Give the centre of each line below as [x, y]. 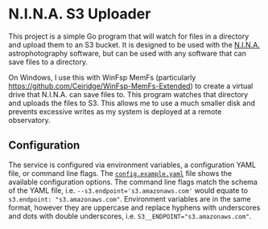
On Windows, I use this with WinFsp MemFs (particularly [102, 77]
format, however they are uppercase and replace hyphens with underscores [134, 207]
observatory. [29, 120]
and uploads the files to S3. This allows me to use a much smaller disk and [132, 103]
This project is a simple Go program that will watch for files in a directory [129, 36]
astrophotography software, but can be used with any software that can [128, 53]
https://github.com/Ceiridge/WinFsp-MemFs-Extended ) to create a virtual [131, 86]
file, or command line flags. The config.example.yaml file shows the [120, 173]
